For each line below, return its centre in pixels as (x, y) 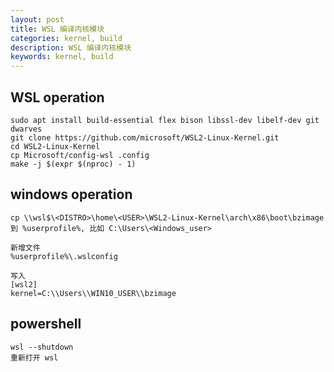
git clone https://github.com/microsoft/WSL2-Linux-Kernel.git (145, 137)
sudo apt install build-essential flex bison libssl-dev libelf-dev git (165, 120)
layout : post (37, 19)
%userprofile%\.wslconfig (64, 256)
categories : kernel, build (66, 38)
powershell (46, 324)
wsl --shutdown (42, 347)
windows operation (71, 194)
